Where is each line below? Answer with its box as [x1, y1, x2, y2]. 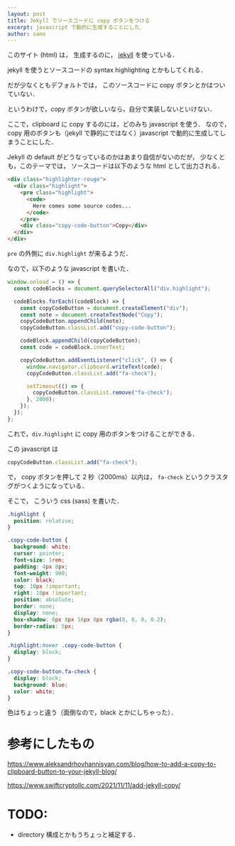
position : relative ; [13, 517, 75, 525]
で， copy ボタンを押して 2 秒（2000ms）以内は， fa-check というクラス [7, 472, 222, 481]
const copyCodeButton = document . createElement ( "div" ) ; [20, 304, 190, 311]
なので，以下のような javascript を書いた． [7, 264, 133, 272]
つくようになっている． [19, 481, 89, 490]
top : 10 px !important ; [13, 583, 81, 590]
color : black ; [13, 577, 55, 584]
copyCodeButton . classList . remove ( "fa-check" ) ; [33, 389, 173, 397]
